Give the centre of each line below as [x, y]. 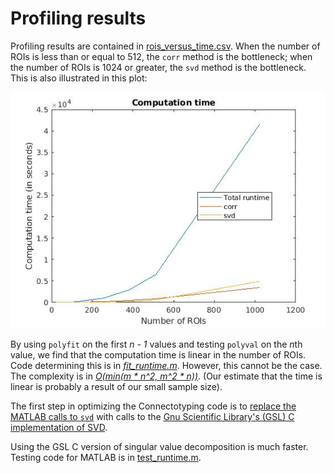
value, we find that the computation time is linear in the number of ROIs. [158, 354]
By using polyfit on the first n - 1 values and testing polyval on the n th [156, 344]
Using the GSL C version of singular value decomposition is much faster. [159, 446]
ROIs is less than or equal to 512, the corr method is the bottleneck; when [161, 56]
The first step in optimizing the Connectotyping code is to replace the [153, 406]
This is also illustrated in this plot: [79, 78]
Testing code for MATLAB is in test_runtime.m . [106, 457]
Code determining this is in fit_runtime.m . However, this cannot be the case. [166, 365]
